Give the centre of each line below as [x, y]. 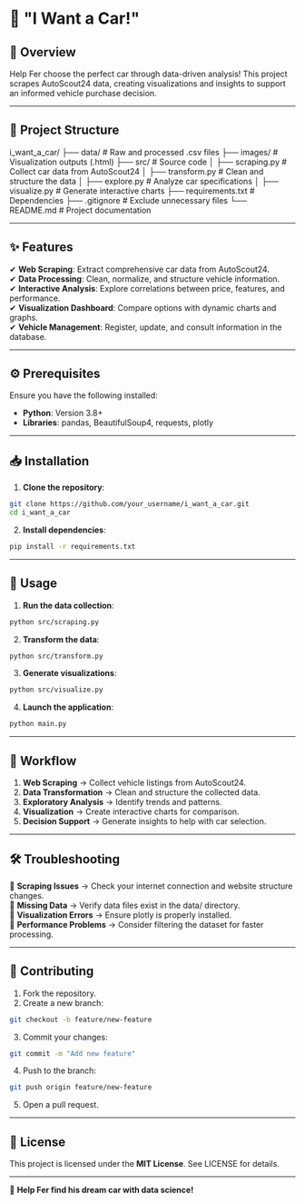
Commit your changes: [65, 1037]
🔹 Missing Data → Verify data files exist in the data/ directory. [125, 905]
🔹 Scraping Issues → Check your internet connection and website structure [151, 886]
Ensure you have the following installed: [84, 395]
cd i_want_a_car [40, 512]
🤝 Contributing [52, 971]
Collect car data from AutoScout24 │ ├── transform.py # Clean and [137, 171]
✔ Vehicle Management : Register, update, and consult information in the [146, 327]
